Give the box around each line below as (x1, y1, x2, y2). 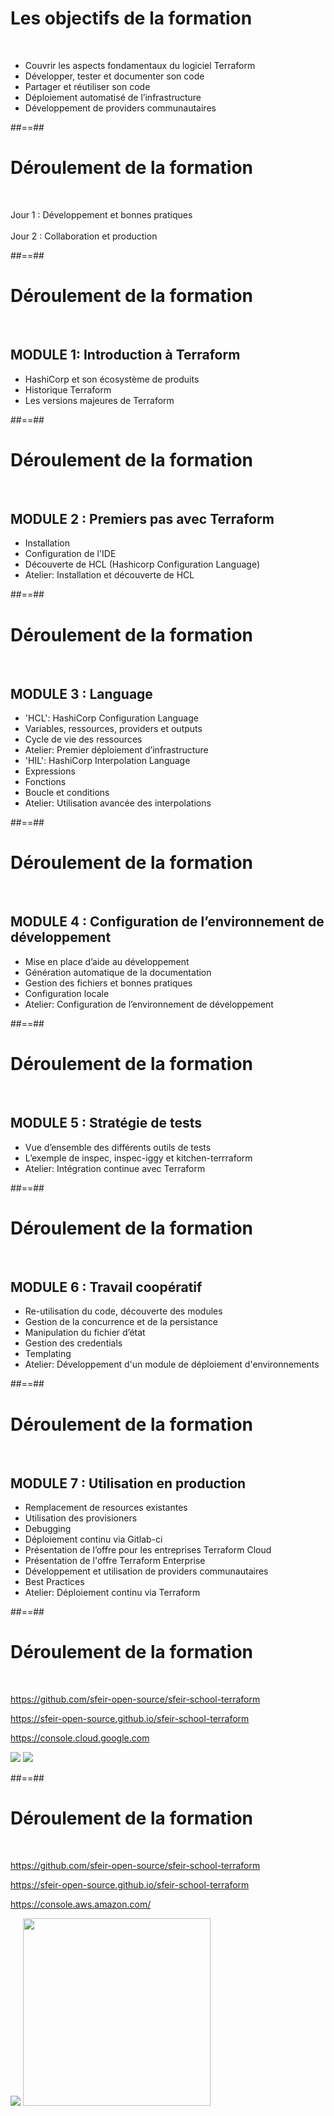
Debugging (24, 1523, 72, 1535)
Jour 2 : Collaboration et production (10, 230, 158, 242)
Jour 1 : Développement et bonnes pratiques (10, 208, 193, 221)
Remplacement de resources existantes (24, 1502, 188, 1514)
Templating (24, 1348, 72, 1360)
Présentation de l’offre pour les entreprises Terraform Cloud (24, 1544, 272, 1556)
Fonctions (24, 776, 67, 788)
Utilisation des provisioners (24, 1512, 138, 1524)
